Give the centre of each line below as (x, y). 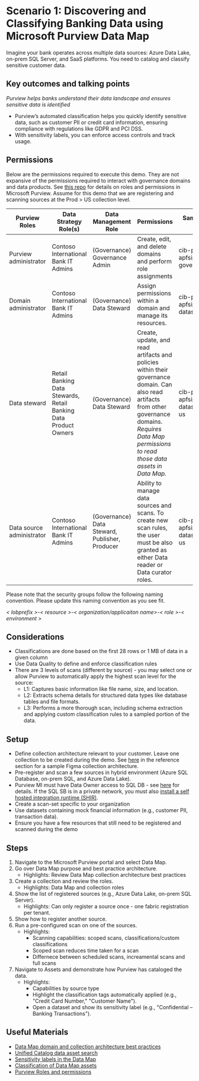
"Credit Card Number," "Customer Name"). (85, 1001)
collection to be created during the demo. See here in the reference (97, 760)
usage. (23, 141)
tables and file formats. (52, 702)
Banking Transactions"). (62, 1014)
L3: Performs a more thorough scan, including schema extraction (103, 708)
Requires (149, 429)
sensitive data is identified (38, 104)
